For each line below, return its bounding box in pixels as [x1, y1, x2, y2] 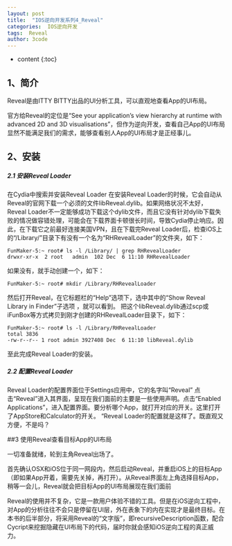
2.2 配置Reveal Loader [7, 367, 73, 375]
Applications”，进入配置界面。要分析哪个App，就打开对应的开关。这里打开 [7, 403, 221, 411]
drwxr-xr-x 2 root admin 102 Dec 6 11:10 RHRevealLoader [7, 254, 190, 261]
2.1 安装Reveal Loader [7, 171, 71, 180]
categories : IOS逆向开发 [7, 23, 78, 30]
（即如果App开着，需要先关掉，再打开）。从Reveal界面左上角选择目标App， [7, 473, 223, 482]
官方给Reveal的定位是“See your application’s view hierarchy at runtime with [7, 111, 222, 119]
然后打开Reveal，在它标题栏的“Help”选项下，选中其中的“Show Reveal [7, 293, 206, 302]
